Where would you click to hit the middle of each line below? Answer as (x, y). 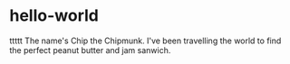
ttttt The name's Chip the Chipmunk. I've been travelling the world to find (145, 41)
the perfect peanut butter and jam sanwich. (90, 50)
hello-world (54, 16)
